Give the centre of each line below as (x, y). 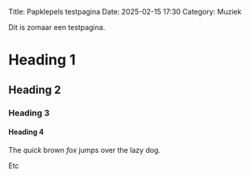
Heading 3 (29, 112)
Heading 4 (26, 132)
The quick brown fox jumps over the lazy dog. (85, 150)
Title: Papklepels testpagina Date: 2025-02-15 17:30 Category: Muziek (125, 12)
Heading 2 (35, 89)
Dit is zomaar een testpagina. (57, 27)
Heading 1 (42, 60)
